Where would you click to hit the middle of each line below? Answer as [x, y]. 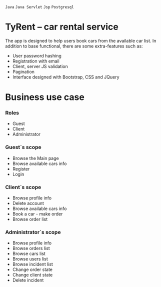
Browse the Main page [35, 158]
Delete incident [28, 280]
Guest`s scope [23, 147]
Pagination [23, 71]
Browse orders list [31, 248]
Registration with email [36, 61]
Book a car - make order [37, 214]
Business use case [45, 97]
